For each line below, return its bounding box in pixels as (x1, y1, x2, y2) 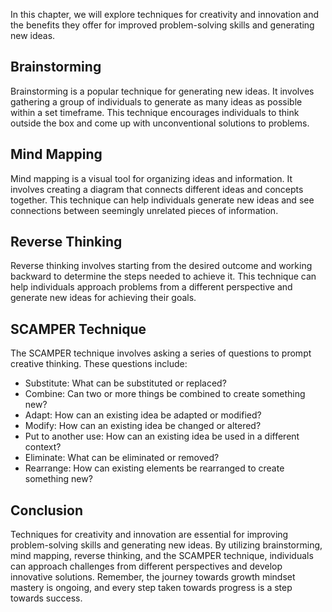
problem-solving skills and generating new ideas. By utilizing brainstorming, (10, 539, 323, 551)
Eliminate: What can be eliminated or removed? (24, 452, 220, 464)
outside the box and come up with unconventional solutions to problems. (10, 117, 310, 129)
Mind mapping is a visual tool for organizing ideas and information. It (10, 172, 293, 184)
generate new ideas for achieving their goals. (10, 292, 197, 304)
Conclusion (10, 502, 84, 519)
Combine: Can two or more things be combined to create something (24, 388, 306, 400)
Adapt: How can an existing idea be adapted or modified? (24, 409, 262, 421)
